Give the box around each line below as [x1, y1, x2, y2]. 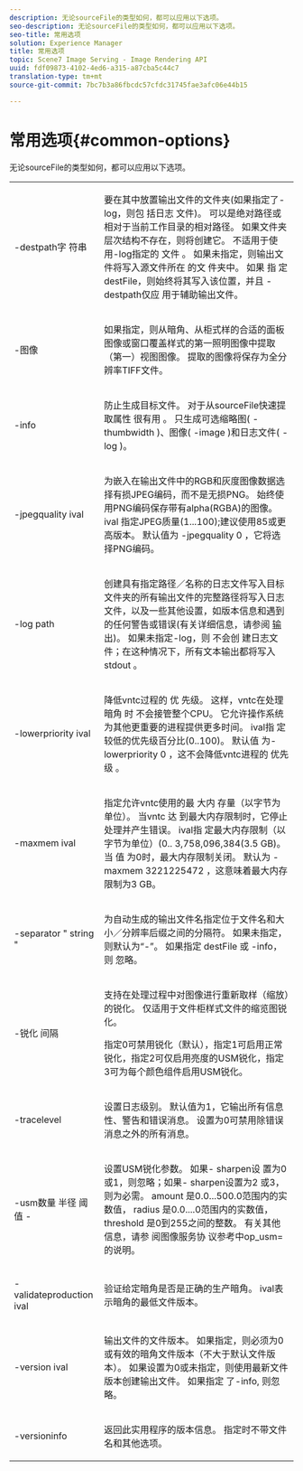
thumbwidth [103, 426, 155, 438]
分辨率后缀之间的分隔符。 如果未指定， [121, 926, 287, 939]
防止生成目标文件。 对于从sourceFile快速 [103, 398, 278, 411]
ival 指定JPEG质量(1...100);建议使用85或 [103, 515, 278, 528]
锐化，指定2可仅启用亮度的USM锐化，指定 [103, 1052, 284, 1064]
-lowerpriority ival [14, 726, 91, 739]
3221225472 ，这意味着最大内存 [145, 864, 289, 876]
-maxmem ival [14, 837, 77, 849]
